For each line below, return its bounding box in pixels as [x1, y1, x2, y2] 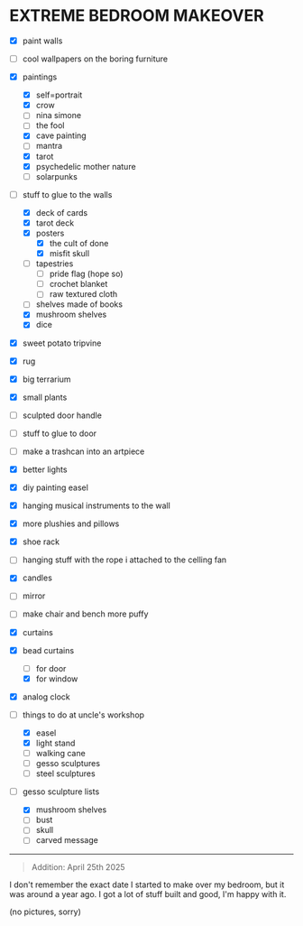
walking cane [35, 748, 86, 758]
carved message [35, 835, 99, 846]
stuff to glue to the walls [22, 189, 113, 199]
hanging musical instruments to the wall [22, 500, 171, 511]
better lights [22, 464, 68, 475]
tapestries [35, 258, 74, 269]
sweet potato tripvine [22, 338, 102, 348]
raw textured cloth [49, 289, 118, 300]
